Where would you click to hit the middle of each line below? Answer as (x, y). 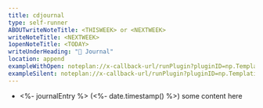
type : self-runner (38, 23)
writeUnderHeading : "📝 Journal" (61, 52)
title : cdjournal (36, 15)
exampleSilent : (33, 74)
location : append (36, 59)
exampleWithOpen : (36, 67)
